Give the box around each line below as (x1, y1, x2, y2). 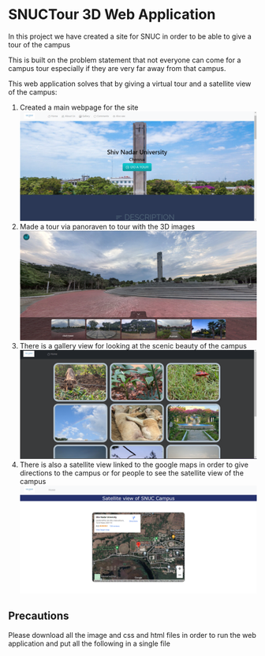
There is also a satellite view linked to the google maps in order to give (19, 460, 248, 470)
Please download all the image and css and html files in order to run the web (8, 630, 256, 639)
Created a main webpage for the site (19, 102, 139, 112)
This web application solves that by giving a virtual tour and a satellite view (8, 79, 252, 88)
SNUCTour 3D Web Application (8, 6, 216, 24)
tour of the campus (8, 39, 71, 49)
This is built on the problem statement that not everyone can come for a (8, 55, 241, 65)
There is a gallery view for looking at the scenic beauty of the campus (19, 341, 247, 351)
